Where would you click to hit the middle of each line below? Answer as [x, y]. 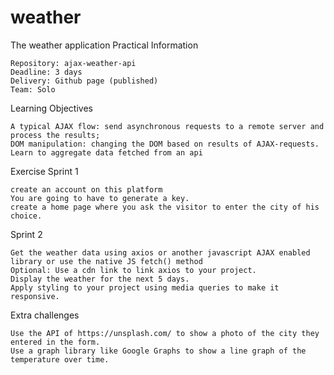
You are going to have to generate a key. [100, 198]
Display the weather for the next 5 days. [100, 279]
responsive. [35, 296]
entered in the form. [55, 342]
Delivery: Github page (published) [84, 81]
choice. [26, 216]
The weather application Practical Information [104, 45]
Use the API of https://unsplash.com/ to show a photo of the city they [165, 333]
